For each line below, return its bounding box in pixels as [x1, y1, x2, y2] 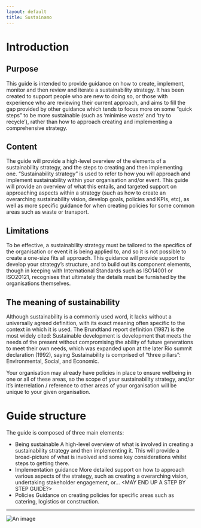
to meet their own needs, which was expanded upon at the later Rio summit [6, 345, 193, 352]
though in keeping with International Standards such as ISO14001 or [6, 267, 173, 274]
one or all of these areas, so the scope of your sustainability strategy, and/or [6, 375, 194, 383]
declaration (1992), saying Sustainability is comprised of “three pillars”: [6, 351, 181, 358]
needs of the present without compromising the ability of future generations [6, 338, 193, 345]
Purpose [6, 64, 39, 74]
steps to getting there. [14, 459, 70, 467]
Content [6, 141, 38, 151]
